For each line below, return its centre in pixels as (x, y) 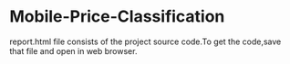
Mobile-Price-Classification (117, 17)
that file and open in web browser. (73, 50)
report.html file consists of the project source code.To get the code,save (145, 41)
